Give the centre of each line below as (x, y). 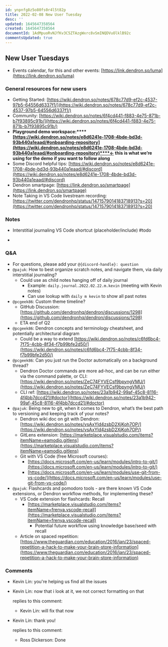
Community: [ (27, 116)
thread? (20, 365)
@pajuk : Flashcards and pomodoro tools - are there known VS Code (82, 488)
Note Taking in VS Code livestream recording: (59, 195)
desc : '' (14, 19)
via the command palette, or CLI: (54, 376)
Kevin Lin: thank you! (34, 620)
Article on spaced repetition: (49, 536)
